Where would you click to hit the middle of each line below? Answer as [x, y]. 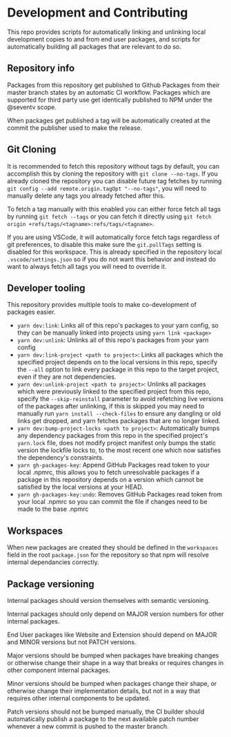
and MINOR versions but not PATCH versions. [72, 642]
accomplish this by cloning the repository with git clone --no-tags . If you [113, 174]
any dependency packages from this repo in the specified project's [112, 436]
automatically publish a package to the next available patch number [103, 719]
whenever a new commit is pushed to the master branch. [88, 726]
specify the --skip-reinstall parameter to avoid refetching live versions [120, 399]
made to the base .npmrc [53, 509]
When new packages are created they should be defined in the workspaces [113, 548]
